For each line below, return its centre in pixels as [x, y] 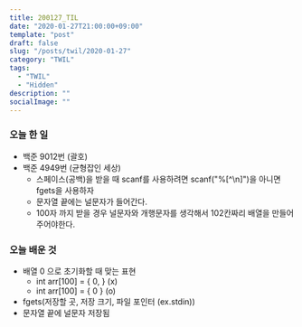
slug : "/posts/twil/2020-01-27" [70, 51]
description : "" [40, 93]
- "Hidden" [38, 85]
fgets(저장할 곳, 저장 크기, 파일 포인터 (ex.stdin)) [109, 301]
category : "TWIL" [42, 60]
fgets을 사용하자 [65, 190]
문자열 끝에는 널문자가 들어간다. [91, 201]
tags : [19, 69]
